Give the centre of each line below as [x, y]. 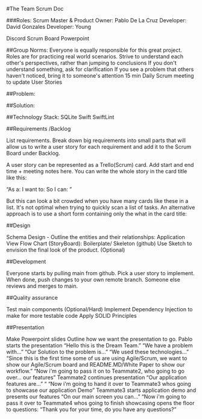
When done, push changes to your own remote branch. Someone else [93, 280]
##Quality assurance [32, 298]
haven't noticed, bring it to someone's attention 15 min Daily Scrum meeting [100, 76]
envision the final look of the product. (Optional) [66, 250]
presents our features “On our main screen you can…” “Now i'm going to [96, 396]
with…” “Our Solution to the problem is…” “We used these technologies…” [97, 352]
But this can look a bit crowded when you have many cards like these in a [97, 201]
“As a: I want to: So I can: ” [39, 189]
